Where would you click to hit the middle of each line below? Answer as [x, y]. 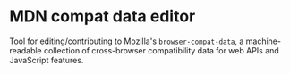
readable [26, 50]
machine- [264, 41]
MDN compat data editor [102, 16]
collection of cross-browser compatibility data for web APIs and [161, 50]
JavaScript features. [47, 60]
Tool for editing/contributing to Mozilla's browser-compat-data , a [127, 41]
